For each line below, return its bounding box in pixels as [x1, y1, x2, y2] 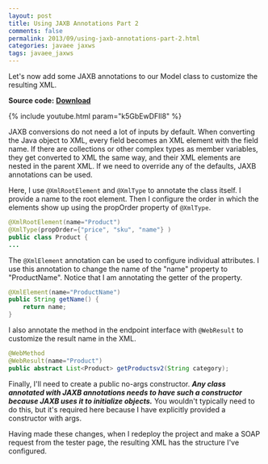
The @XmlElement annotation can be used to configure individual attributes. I [8, 255, 260, 265]
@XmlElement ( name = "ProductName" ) [8, 288, 121, 296]
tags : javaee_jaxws [8, 49, 74, 57]
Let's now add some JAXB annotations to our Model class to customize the [8, 72, 258, 81]
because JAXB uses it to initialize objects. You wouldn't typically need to [8, 396, 256, 406]
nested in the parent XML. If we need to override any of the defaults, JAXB [8, 161, 257, 170]
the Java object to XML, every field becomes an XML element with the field [8, 136, 258, 145]
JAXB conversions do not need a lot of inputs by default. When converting [8, 127, 256, 136]
